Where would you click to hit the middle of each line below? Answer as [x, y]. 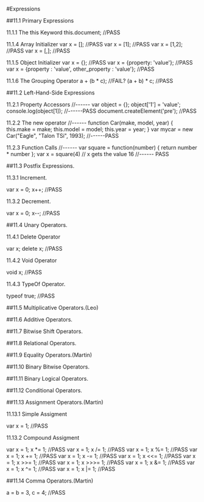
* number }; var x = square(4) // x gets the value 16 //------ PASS [88, 154]
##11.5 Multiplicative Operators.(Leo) [52, 308]
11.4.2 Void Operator [32, 260]
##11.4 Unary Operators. [37, 225]
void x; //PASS [24, 272]
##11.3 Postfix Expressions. [40, 166]
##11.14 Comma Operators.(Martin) [50, 481]
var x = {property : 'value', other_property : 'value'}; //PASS [80, 69]
